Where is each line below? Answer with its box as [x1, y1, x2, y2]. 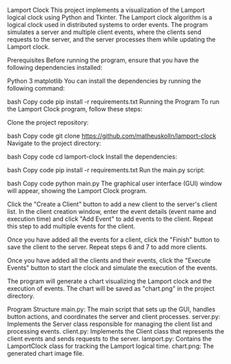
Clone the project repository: [7, 118, 89, 127]
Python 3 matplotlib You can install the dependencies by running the [7, 77, 201, 85]
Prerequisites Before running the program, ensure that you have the [7, 56, 199, 64]
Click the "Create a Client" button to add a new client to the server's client [7, 200, 217, 208]
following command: [7, 84, 66, 92]
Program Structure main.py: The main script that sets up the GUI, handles [7, 305, 216, 313]
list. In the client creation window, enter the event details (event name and [7, 208, 217, 215]
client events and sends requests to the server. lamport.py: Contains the [7, 335, 212, 343]
